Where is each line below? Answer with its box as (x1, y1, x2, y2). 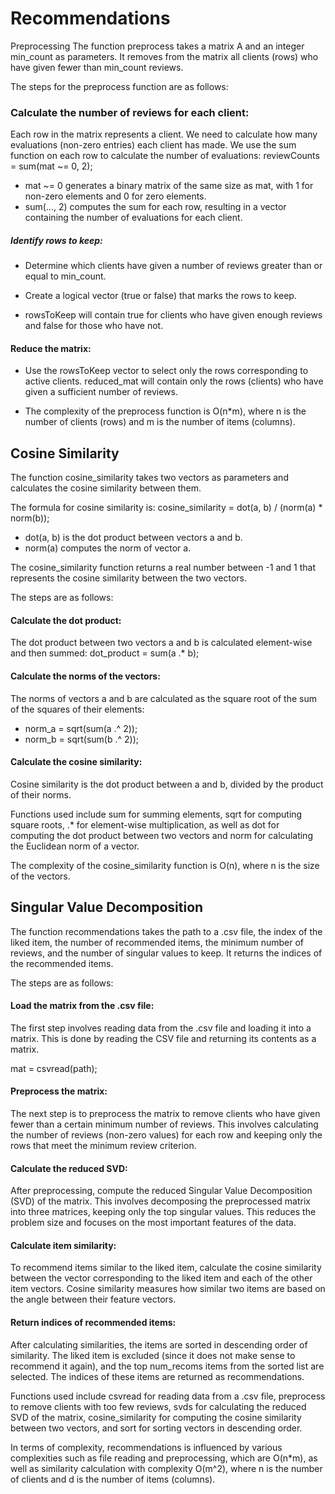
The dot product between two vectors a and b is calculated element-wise (10, 637, 313, 649)
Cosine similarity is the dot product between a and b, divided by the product (10, 778, 324, 790)
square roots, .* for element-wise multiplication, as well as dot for (10, 818, 280, 831)
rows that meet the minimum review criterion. (10, 1140, 197, 1152)
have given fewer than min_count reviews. (10, 61, 184, 73)
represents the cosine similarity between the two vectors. (10, 572, 248, 584)
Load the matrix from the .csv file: (10, 1000, 155, 1012)
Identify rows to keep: (10, 234, 103, 246)
